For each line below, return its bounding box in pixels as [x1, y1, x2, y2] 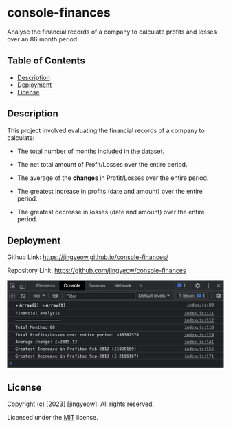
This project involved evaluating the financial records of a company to [7, 126, 205, 134]
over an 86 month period [7, 34, 78, 43]
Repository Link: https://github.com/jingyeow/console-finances [7, 267, 187, 275]
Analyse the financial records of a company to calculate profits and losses [7, 28, 217, 36]
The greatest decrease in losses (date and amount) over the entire [16, 207, 205, 216]
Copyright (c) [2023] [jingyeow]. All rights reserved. [7, 400, 155, 408]
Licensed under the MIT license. [7, 414, 98, 422]
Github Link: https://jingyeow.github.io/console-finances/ [7, 253, 168, 261]
